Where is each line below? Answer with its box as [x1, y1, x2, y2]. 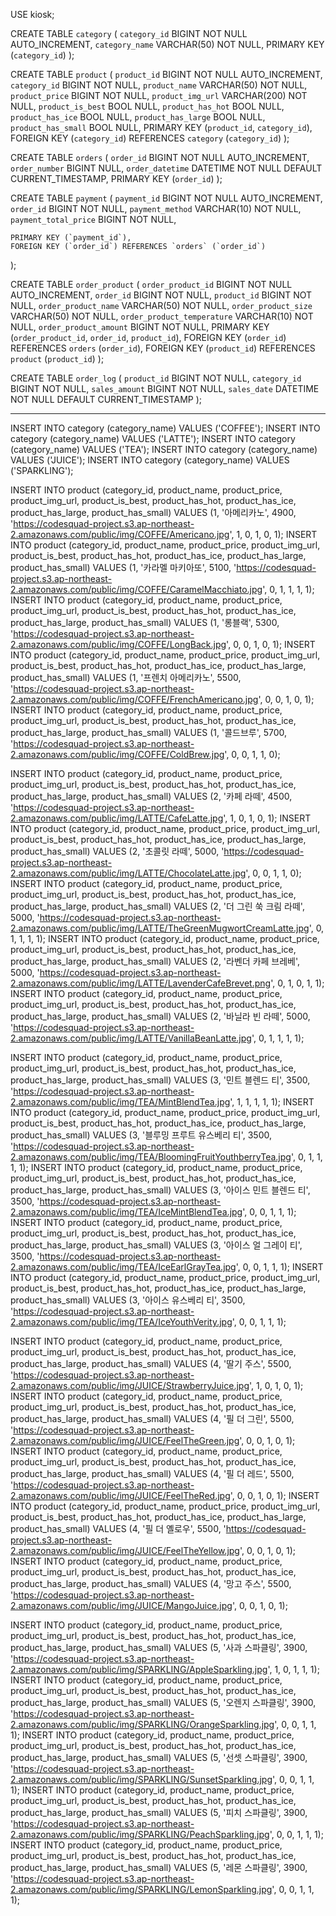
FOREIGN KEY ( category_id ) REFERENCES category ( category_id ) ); [10, 132, 290, 144]
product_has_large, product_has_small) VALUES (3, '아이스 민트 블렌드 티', [10, 1184, 311, 1196]
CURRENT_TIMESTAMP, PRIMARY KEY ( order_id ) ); [10, 173, 223, 184]
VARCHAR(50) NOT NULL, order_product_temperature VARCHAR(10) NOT [10, 310, 314, 322]
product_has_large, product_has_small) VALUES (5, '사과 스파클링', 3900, [10, 1642, 308, 1653]
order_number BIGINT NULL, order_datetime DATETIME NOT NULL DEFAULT [10, 162, 323, 174]
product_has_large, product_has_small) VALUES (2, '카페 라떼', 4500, [10, 790, 293, 802]
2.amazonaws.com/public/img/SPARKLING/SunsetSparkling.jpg [10, 1774, 273, 1785]
